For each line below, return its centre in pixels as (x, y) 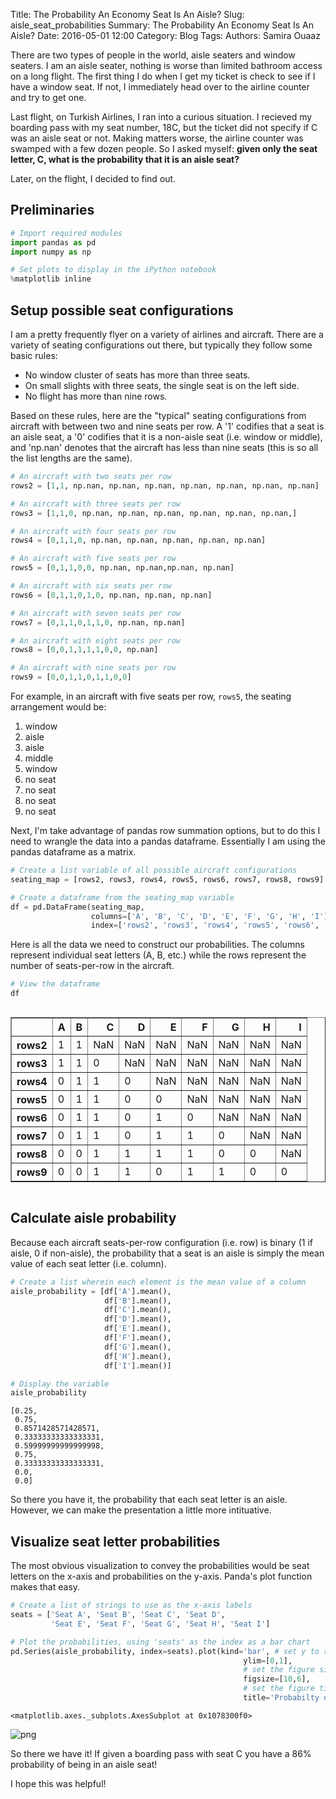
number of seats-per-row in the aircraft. (92, 966)
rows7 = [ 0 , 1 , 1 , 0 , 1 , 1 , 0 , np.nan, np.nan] (98, 622)
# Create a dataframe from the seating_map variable (122, 897)
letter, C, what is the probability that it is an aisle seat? (125, 159)
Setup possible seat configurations (122, 310)
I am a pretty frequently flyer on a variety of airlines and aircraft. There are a (167, 334)
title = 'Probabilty (281, 1698)
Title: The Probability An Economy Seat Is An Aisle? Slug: (127, 14)
